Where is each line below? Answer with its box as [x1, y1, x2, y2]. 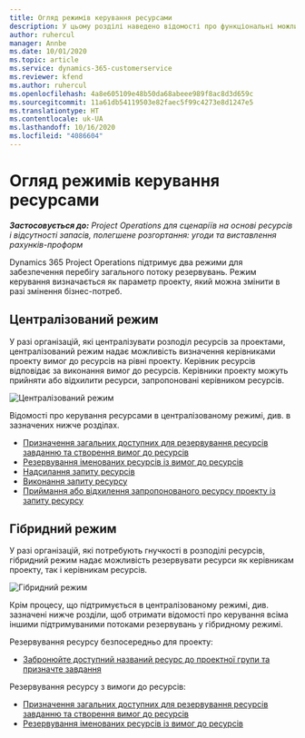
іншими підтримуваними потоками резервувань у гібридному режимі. [9, 619, 283, 630]
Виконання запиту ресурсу [22, 476, 128, 487]
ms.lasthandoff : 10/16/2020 [9, 123, 116, 133]
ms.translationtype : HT [9, 106, 100, 115]
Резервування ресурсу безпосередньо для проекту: [9, 636, 213, 647]
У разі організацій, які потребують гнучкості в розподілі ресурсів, [9, 546, 266, 556]
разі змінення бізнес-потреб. [9, 285, 123, 296]
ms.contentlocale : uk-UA [9, 114, 103, 123]
